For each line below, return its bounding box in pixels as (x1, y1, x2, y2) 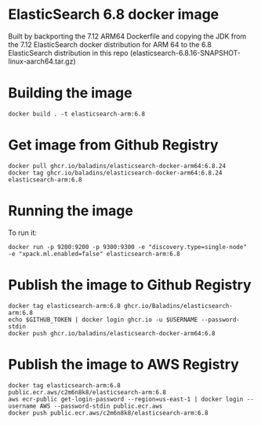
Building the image (8, 84, 132, 102)
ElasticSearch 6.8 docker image (8, 5, 219, 24)
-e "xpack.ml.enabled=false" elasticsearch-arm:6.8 (8, 250, 180, 258)
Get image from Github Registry (8, 136, 219, 154)
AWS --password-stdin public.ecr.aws (39, 402, 163, 410)
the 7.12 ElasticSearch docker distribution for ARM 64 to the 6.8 (8, 39, 212, 49)
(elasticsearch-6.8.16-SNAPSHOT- (129, 48, 241, 57)
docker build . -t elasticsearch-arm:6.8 (8, 110, 146, 118)
